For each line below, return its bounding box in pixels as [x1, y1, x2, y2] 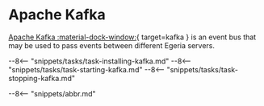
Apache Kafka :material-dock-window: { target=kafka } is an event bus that [8, 32, 257, 42]
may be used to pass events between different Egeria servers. [8, 40, 216, 50]
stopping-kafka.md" [8, 73, 75, 83]
